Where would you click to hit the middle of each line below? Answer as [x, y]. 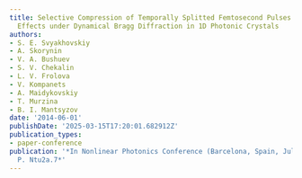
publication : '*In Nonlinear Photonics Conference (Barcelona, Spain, [144, 151]
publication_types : [46, 135]
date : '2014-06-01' [46, 118]
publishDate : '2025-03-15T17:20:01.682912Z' [94, 127]
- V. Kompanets [38, 85]
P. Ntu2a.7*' [42, 160]
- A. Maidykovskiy [44, 93]
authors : [26, 34]
